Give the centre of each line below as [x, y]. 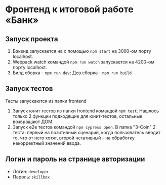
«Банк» [22, 20]
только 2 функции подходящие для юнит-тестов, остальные [77, 116]
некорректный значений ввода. [47, 143]
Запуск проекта [32, 39]
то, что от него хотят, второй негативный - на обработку [74, 138]
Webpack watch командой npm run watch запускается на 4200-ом [84, 62]
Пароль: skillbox [31, 177]
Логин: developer [31, 171]
